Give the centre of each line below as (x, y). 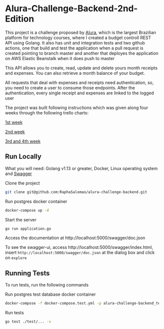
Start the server (21, 219)
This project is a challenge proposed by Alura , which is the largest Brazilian (81, 32)
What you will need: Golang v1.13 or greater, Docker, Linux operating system (81, 168)
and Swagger (19, 174)
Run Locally (23, 157)
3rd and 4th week (23, 141)
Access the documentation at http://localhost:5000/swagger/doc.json (75, 238)
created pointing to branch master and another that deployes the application (82, 53)
